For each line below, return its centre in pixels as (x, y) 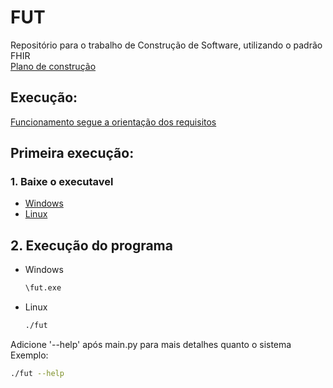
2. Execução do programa (91, 245)
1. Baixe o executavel (62, 182)
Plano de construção (53, 66)
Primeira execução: (72, 153)
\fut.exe (43, 288)
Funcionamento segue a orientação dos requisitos (113, 122)
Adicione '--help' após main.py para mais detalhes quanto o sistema (151, 344)
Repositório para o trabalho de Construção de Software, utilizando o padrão (166, 45)
